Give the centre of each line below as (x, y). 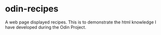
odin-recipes (32, 9)
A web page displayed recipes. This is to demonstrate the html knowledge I (81, 22)
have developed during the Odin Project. (46, 27)
